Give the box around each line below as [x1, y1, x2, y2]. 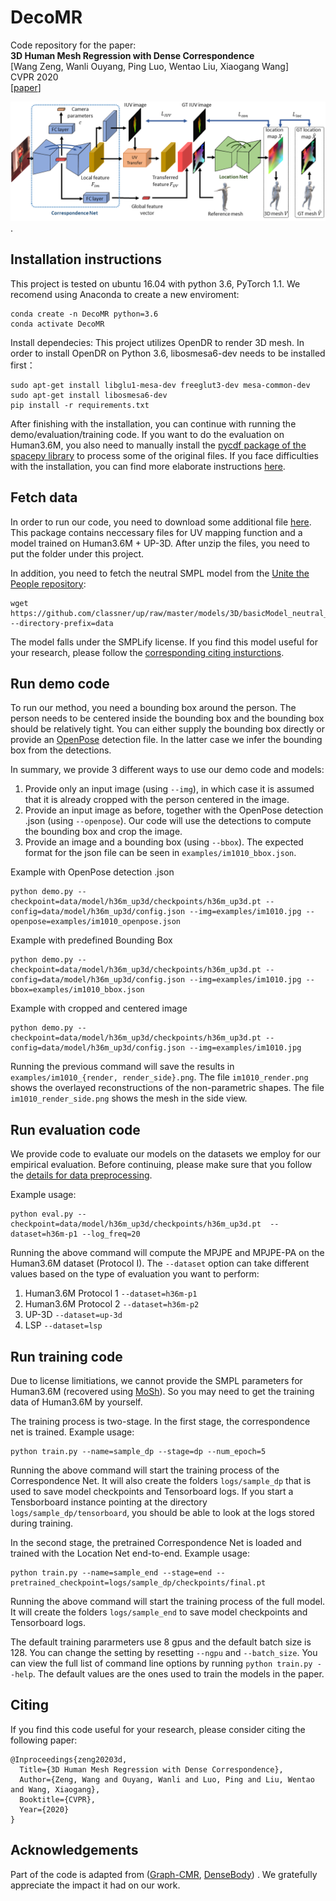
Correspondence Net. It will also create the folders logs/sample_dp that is [10, 1474, 312, 1486]
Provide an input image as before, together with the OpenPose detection [24, 804, 324, 816]
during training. [10, 1517, 74, 1529]
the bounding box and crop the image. [24, 826, 183, 838]
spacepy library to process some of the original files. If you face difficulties [10, 449, 319, 461]
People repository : [10, 577, 87, 590]
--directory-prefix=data [10, 618, 114, 628]
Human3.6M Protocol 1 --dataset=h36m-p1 [24, 1287, 198, 1300]
